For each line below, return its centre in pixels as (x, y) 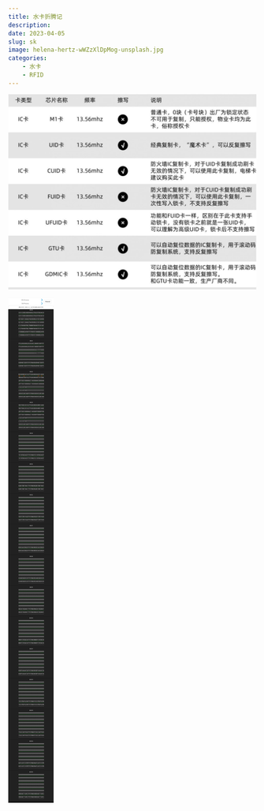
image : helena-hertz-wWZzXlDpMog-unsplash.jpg (86, 50)
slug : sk (22, 42)
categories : (28, 58)
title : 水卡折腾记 (35, 17)
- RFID (33, 75)
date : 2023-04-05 (37, 33)
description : (30, 25)
